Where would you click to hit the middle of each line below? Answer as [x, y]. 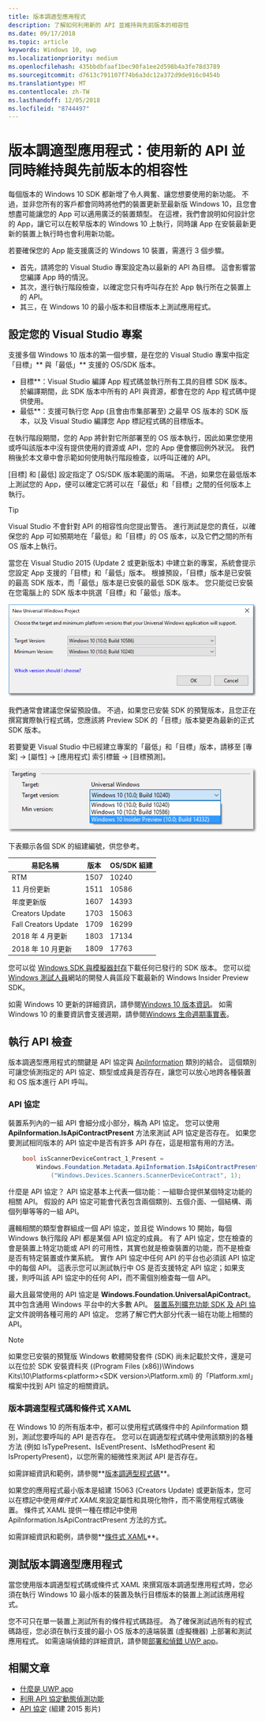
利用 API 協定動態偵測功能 [62, 1698]
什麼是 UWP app [46, 1689]
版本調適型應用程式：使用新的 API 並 [127, 151]
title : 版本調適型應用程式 [47, 17]
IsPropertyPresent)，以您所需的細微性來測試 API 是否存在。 [105, 1457]
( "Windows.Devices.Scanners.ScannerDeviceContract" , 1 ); [146, 1176]
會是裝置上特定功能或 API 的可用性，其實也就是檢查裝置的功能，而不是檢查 [130, 1248]
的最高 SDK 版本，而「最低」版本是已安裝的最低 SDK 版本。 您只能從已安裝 [131, 582]
